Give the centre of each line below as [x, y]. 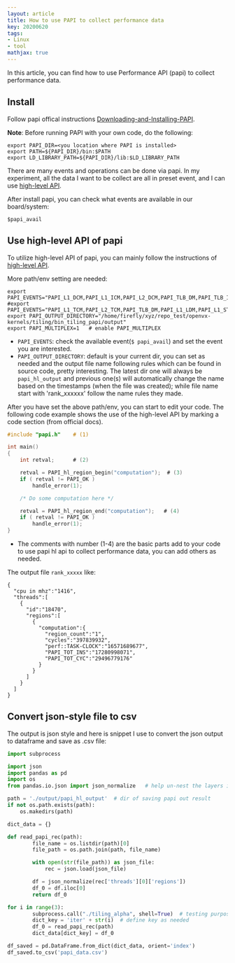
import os [22, 780]
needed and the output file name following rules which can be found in [119, 363]
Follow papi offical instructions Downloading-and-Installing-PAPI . [101, 119]
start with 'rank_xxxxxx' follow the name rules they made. [100, 393]
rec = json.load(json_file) [86, 869]
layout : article [31, 14]
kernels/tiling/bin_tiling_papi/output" [67, 322]
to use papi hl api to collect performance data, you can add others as [117, 551]
